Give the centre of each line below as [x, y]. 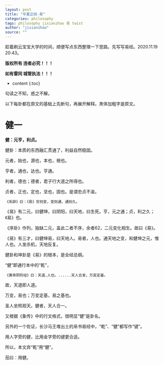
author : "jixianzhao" [27, 28]
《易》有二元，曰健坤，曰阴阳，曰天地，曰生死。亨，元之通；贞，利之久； [80, 211]
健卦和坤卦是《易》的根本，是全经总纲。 [46, 255]
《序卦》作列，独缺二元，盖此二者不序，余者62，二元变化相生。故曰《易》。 [82, 228]
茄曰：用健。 [18, 357]
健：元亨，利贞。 [22, 140]
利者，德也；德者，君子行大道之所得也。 [46, 181]
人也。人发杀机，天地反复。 [33, 244]
